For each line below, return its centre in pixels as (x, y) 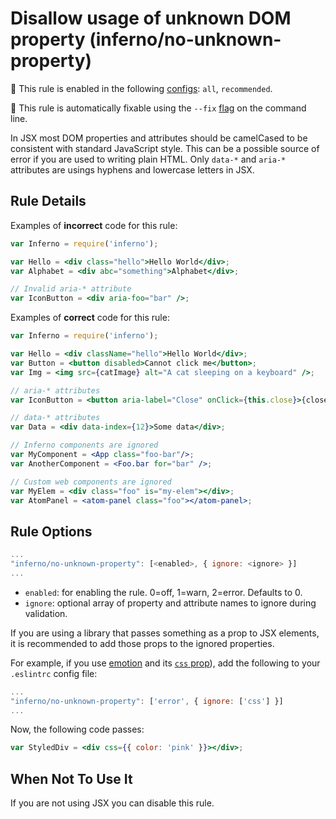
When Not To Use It (71, 778)
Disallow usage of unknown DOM (151, 18)
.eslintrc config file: (54, 673)
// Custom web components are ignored (91, 482)
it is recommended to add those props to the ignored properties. (142, 643)
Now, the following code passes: (77, 729)
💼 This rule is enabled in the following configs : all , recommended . (141, 88)
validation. (46, 613)
